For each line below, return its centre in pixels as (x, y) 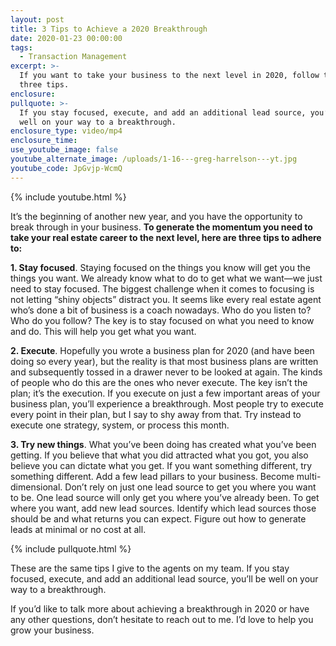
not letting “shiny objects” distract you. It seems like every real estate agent (166, 299)
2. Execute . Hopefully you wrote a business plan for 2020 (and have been (162, 350)
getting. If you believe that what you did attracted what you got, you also (159, 455)
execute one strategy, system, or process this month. (120, 425)
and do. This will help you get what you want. (103, 331)
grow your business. (52, 630)
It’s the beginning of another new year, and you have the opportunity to (156, 216)
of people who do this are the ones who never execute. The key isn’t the (159, 382)
